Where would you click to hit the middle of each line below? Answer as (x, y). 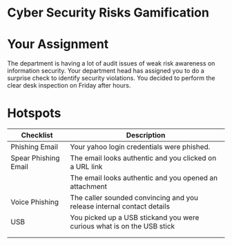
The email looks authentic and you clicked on (143, 158)
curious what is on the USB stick (123, 226)
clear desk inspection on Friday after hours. (69, 86)
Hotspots (34, 114)
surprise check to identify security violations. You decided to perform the (111, 78)
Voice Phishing (35, 202)
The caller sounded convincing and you (134, 198)
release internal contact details (120, 206)
